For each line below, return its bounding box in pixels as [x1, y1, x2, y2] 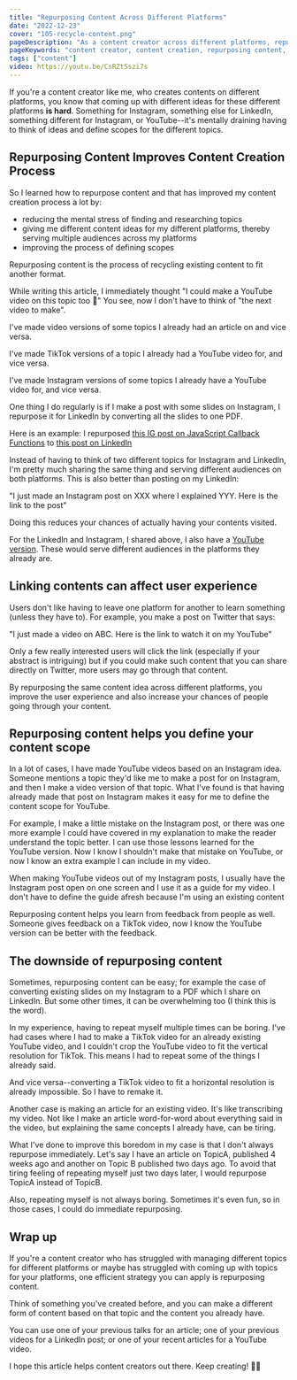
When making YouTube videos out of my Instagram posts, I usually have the [9, 873, 286, 883]
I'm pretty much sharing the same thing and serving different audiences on [9, 464, 282, 474]
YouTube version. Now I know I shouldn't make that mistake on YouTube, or [9, 846, 284, 857]
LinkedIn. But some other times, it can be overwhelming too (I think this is [9, 996, 277, 1006]
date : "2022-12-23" [9, 21, 81, 30]
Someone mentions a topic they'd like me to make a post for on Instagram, [9, 773, 280, 783]
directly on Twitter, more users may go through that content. [9, 665, 228, 675]
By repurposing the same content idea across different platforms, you [9, 682, 263, 692]
